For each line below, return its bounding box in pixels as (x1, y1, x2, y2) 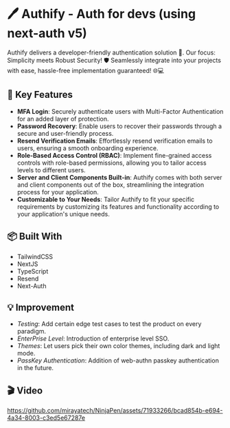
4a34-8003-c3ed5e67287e (7, 414, 86, 422)
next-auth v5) (7, 26, 87, 41)
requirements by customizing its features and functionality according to (16, 202, 220, 211)
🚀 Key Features (7, 89, 73, 101)
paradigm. (16, 327, 47, 336)
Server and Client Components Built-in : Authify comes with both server (16, 173, 222, 181)
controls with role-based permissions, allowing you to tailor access (16, 159, 207, 167)
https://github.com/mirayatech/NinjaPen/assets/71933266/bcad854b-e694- (7, 407, 223, 415)
